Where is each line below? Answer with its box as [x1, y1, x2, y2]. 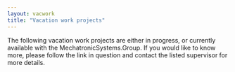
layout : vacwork [7, 10, 55, 17]
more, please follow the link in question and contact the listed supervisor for [7, 50, 228, 59]
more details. [7, 58, 46, 66]
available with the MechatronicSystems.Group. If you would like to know [7, 43, 216, 52]
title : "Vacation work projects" [7, 17, 106, 24]
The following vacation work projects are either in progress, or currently [7, 36, 216, 44]
